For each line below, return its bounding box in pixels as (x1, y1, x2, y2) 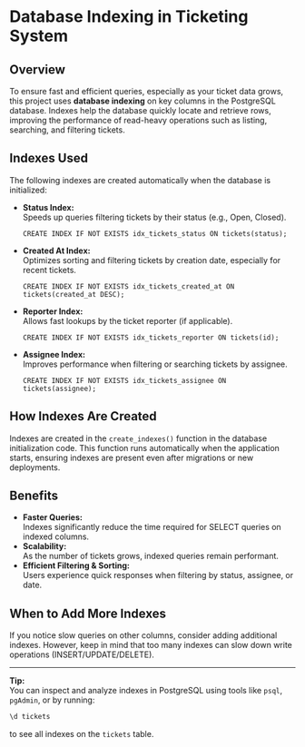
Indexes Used (9, 151, 89, 166)
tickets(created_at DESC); (22, 290, 125, 299)
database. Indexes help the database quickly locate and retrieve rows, (9, 105, 271, 115)
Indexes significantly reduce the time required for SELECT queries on (22, 522, 281, 533)
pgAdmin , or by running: (9, 694, 95, 705)
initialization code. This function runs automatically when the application (9, 442, 280, 453)
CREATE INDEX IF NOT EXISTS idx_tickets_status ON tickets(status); (22, 229, 288, 238)
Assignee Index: (22, 349, 86, 359)
